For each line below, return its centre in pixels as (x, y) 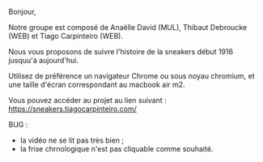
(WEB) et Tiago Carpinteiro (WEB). (66, 36)
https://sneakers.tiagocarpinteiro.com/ (73, 109)
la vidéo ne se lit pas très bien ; (72, 140)
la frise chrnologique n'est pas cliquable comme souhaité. (117, 149)
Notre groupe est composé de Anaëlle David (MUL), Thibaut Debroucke (128, 27)
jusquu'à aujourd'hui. (44, 60)
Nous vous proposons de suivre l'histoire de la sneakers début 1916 (121, 51)
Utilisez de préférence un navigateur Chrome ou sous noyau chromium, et (131, 76)
